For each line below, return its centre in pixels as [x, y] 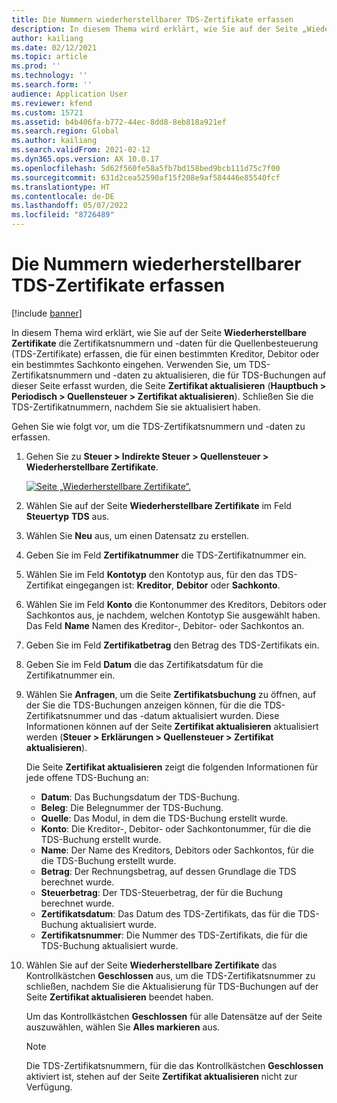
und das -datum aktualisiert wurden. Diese [192, 715]
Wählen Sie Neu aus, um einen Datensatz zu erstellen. [137, 535]
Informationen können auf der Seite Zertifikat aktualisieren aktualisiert [172, 726]
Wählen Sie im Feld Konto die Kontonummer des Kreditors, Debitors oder [176, 604]
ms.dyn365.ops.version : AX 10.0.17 [85, 159]
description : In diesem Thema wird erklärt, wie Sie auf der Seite [155, 29]
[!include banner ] [47, 313]
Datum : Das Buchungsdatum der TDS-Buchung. [140, 797]
